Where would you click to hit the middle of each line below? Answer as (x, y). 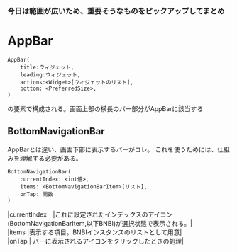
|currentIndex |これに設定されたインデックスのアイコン (90, 214)
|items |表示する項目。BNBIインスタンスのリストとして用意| (95, 232)
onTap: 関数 (37, 194)
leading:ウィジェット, (50, 75)
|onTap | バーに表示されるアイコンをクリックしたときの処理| (96, 241)
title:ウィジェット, (47, 67)
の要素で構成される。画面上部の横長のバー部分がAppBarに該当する (105, 108)
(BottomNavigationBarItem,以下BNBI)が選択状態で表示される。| (100, 223)
